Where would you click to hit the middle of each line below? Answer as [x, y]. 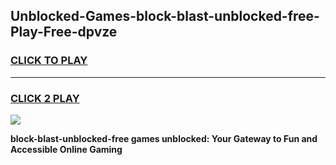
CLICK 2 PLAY [45, 98]
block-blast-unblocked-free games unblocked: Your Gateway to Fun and [164, 138]
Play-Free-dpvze [64, 32]
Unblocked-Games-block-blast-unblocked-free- [165, 16]
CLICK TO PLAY [49, 61]
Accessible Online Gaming [66, 149]
